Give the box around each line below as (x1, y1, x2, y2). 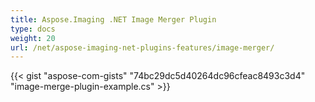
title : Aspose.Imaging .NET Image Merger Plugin (10, 14, 217, 25)
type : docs (10, 24, 56, 34)
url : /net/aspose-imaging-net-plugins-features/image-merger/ (10, 42, 275, 53)
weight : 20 (10, 33, 56, 43)
